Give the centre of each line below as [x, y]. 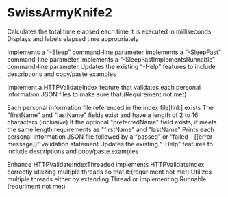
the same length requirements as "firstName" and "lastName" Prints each [111, 129]
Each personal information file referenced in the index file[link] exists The [110, 107]
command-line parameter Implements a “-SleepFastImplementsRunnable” [111, 59]
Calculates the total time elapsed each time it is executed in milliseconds [109, 31]
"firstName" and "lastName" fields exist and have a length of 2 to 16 [103, 115]
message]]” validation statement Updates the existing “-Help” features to [110, 144]
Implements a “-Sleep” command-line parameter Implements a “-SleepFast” [114, 52]
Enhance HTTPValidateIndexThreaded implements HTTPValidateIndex [106, 164]
